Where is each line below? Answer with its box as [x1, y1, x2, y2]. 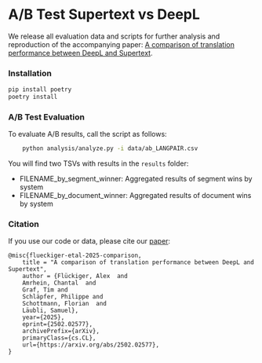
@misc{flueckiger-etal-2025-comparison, [8, 251, 143, 260]
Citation [8, 218, 39, 229]
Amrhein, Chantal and [22, 279, 96, 288]
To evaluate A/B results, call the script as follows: [8, 130, 167, 139]
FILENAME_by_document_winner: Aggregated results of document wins [19, 191, 252, 200]
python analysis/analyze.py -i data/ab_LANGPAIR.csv [22, 145, 198, 152]
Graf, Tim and [22, 286, 68, 294]
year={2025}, [22, 313, 65, 321]
